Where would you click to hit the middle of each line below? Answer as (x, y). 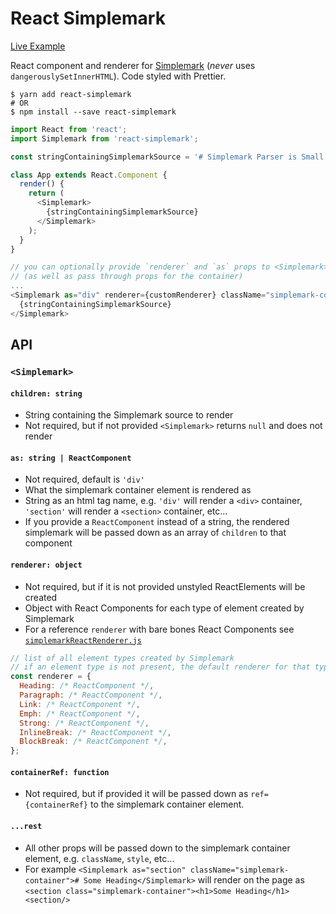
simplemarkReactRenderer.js (83, 640)
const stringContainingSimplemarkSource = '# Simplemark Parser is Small (167, 157)
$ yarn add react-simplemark (71, 94)
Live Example (38, 46)
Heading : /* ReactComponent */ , (87, 686)
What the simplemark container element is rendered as (138, 490)
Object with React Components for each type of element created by (164, 608)
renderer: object (46, 565)
